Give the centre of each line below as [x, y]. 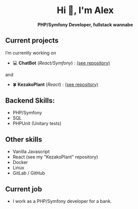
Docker [20, 162]
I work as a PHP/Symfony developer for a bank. [62, 201]
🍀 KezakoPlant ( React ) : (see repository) [56, 84]
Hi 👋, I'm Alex [85, 10]
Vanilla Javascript [31, 152]
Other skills [24, 139]
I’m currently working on [31, 53]
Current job [24, 189]
